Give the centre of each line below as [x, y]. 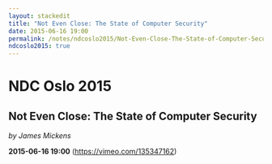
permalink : [27, 39]
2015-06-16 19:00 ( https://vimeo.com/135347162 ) [93, 152]
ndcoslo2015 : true [39, 46]
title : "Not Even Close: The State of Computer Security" [108, 24]
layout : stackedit [39, 16]
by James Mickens [40, 136]
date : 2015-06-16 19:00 [49, 31]
